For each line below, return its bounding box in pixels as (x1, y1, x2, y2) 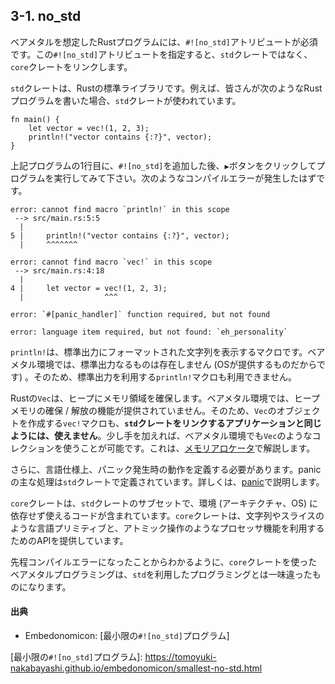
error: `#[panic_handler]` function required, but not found (10, 309, 271, 319)
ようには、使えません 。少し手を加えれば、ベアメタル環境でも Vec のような (10, 429, 313, 441)
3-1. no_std (10, 8, 82, 25)
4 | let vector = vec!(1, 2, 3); (10, 283, 168, 293)
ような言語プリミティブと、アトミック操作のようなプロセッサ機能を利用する (10, 522, 325, 534)
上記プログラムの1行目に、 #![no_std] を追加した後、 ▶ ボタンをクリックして (10, 159, 317, 171)
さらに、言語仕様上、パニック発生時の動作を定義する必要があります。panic (10, 463, 322, 475)
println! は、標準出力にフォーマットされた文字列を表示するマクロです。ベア (10, 345, 326, 358)
